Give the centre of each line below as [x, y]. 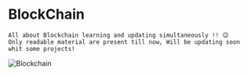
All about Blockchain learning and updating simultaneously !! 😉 [119, 35]
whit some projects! [42, 48]
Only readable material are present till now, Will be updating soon [124, 42]
